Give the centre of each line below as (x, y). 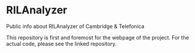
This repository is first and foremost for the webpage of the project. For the (97, 37)
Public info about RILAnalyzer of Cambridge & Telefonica (75, 26)
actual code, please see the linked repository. (61, 44)
